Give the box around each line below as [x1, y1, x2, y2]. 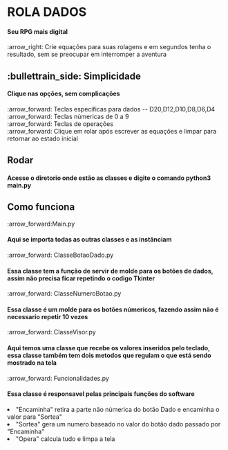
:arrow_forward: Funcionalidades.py [7, 374, 109, 382]
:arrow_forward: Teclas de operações [7, 119, 114, 128]
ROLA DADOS [7, 4, 87, 20]
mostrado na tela [7, 358, 57, 367]
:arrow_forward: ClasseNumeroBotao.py [7, 289, 122, 298]
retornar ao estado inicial [7, 134, 78, 143]
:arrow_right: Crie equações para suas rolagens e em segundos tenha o [7, 43, 211, 51]
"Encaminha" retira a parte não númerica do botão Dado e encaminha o [16, 405, 220, 413]
